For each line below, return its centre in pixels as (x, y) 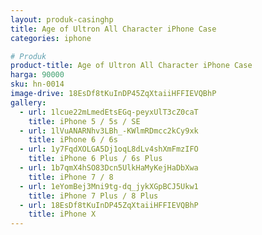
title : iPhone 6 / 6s (73, 140)
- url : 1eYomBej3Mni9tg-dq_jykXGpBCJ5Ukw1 (109, 186)
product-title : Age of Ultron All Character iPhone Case (131, 66)
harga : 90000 (37, 75)
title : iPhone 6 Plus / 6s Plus (95, 159)
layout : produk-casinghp (62, 19)
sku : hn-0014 (37, 84)
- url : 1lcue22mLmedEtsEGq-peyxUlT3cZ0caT (109, 112)
